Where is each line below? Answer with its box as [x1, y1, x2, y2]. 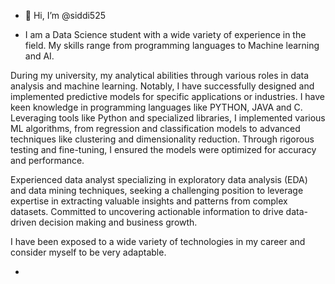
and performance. [10, 155, 85, 166]
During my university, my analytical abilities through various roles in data [10, 70, 310, 81]
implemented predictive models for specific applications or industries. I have [10, 91, 326, 102]
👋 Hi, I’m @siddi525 [24, 10, 106, 21]
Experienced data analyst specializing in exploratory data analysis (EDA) [10, 174, 308, 185]
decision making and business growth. [38, 216, 198, 228]
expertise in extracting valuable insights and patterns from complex [10, 195, 288, 207]
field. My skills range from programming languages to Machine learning [24, 40, 320, 51]
